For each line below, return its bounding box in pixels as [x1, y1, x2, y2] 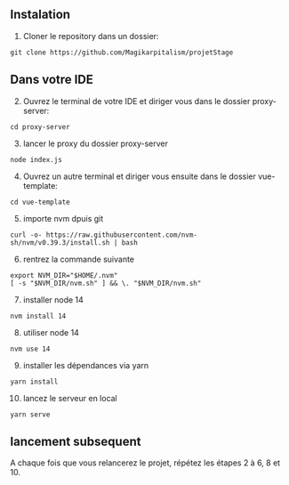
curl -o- [10, 230, 43, 239]
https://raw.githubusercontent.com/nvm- [45, 230, 198, 239]
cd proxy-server [10, 122, 70, 132]
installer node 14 [22, 294, 84, 305]
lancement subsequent [10, 434, 141, 449]
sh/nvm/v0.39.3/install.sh [10, 238, 110, 247]
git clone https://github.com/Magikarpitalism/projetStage [10, 48, 234, 57]
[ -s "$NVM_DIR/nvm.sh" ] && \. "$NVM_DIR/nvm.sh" [10, 279, 202, 287]
